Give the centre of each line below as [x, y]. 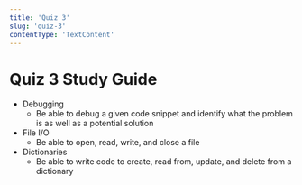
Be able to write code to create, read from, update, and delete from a [164, 162]
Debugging [43, 104]
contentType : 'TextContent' [62, 34]
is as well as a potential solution [95, 124]
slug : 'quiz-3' [38, 26]
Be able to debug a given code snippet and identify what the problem [164, 114]
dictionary [55, 171]
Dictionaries [45, 152]
